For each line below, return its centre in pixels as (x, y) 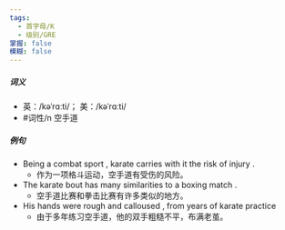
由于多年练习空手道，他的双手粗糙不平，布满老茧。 (132, 217)
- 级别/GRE (37, 35)
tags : (20, 18)
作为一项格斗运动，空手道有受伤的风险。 (112, 175)
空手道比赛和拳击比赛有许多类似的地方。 (112, 195)
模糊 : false (31, 52)
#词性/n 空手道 (50, 118)
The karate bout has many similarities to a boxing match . (130, 185)
